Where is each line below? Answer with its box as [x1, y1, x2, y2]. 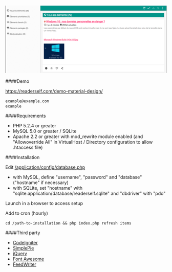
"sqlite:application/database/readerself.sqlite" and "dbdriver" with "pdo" [12, 190, 166, 196]
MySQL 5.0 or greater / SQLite [12, 128, 77, 134]
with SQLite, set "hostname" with [12, 185, 83, 191]
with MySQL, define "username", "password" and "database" [12, 174, 142, 180]
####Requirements [5, 112, 46, 119]
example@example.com [5, 98, 50, 104]
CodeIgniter [12, 239, 38, 245]
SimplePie [12, 245, 34, 251]
